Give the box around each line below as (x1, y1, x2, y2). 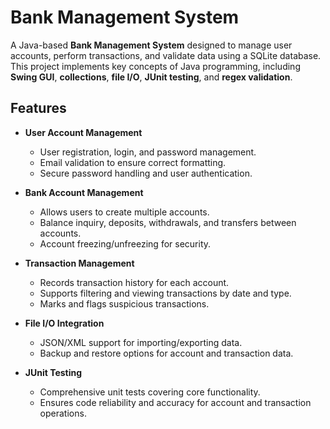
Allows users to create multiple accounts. (39, 206, 210, 218)
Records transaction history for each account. (39, 276, 230, 288)
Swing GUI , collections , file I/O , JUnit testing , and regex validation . (10, 71, 293, 83)
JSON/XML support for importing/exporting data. (39, 336, 243, 348)
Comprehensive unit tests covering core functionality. (39, 386, 261, 398)
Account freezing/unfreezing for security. (39, 237, 212, 250)
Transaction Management (24, 257, 135, 269)
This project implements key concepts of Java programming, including (10, 60, 301, 72)
